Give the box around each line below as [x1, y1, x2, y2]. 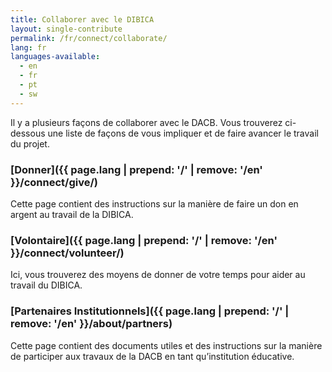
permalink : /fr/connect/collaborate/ [10, 33, 168, 43]
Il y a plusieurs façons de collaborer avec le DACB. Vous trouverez [10, 116, 283, 128]
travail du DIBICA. [10, 279, 83, 291]
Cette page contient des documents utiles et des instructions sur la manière [10, 339, 323, 351]
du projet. [10, 137, 50, 150]
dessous [10, 127, 46, 139]
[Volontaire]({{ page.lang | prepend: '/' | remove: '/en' [10, 233, 278, 247]
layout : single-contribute [10, 24, 123, 34]
